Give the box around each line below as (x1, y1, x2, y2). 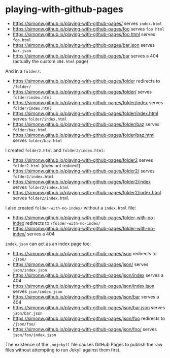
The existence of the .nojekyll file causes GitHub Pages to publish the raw (5, 341, 163, 347)
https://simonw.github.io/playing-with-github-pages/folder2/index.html (12, 189, 161, 195)
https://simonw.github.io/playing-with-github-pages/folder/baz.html (12, 132, 155, 138)
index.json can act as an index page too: (5, 241, 91, 247)
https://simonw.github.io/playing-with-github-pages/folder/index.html (12, 110, 158, 116)
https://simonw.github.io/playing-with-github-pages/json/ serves (12, 261, 149, 267)
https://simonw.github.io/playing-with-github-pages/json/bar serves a (12, 293, 159, 300)
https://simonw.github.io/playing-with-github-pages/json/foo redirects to (12, 315, 165, 321)
